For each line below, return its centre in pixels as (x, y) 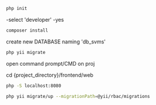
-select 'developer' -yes (35, 19)
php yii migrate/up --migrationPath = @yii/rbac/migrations (78, 96)
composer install (27, 30)
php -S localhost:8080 (34, 86)
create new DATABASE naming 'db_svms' (56, 42)
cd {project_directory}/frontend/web (50, 75)
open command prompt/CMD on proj (51, 63)
